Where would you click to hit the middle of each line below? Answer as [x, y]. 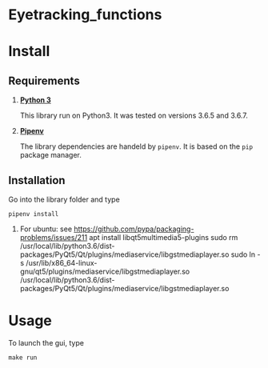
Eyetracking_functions [85, 15]
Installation [37, 180]
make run [23, 358]
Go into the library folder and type [64, 199]
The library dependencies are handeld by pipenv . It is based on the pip [136, 146]
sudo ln [243, 254]
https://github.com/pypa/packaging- [134, 229]
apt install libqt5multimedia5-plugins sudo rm [164, 237]
